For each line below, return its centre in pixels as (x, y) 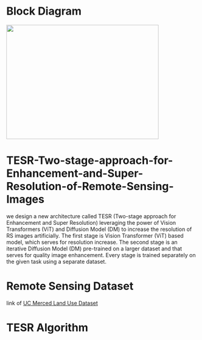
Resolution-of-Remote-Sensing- (90, 186)
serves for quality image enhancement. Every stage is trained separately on (101, 255)
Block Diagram (44, 11)
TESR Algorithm (47, 328)
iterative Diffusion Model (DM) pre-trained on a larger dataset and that (94, 249)
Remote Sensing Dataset (70, 286)
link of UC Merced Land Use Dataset (52, 303)
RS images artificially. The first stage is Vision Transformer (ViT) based (95, 235)
